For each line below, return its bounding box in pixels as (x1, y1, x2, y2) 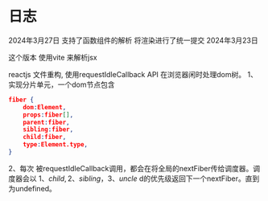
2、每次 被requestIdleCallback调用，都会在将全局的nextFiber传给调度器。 (8, 163, 254, 173)
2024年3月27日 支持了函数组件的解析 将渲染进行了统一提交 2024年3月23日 (8, 35, 259, 45)
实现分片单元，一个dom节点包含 (8, 80, 115, 89)
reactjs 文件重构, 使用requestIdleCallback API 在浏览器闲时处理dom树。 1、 (8, 69, 258, 79)
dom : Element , (23, 103, 67, 111)
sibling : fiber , (23, 125, 74, 133)
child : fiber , (23, 133, 67, 142)
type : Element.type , (23, 141, 89, 149)
